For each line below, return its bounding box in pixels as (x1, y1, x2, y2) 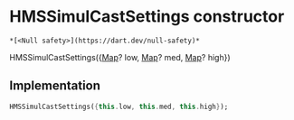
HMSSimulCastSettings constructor (9, 6, 285, 27)
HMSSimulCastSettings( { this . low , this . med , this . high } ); (9, 102, 229, 111)
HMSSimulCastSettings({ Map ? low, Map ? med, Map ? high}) (9, 51, 231, 62)
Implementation (9, 78, 101, 94)
